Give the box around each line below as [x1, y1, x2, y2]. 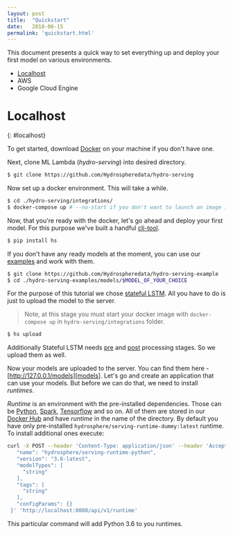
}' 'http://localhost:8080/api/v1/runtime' [10, 507, 138, 514]
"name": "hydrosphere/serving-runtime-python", [16, 449, 157, 456]
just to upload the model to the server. [7, 297, 116, 305]
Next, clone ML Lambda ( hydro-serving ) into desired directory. [7, 158, 187, 166]
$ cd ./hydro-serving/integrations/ [7, 198, 113, 204]
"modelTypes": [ [16, 462, 64, 468]
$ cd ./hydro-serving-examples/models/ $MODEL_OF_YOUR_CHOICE [7, 277, 188, 284]
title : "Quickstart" [7, 17, 70, 24]
